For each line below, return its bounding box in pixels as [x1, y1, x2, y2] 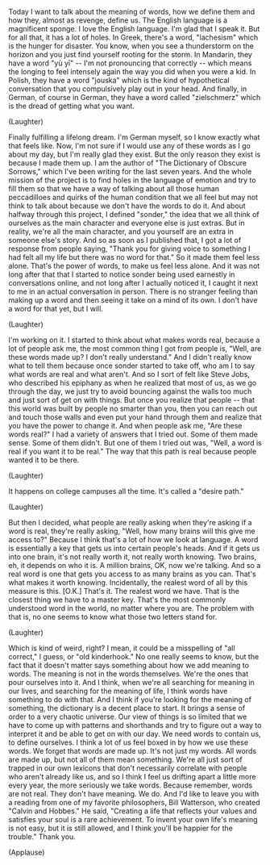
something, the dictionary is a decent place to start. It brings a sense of [8, 704, 246, 712]
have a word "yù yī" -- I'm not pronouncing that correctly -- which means [8, 58, 252, 68]
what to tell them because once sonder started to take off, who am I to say [8, 361, 255, 370]
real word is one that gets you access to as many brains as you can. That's [8, 569, 256, 579]
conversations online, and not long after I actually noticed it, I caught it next [8, 278, 259, 287]
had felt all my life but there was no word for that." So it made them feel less [8, 253, 260, 261]
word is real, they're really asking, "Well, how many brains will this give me [8, 526, 255, 536]
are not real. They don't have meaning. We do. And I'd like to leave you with [8, 789, 260, 798]
